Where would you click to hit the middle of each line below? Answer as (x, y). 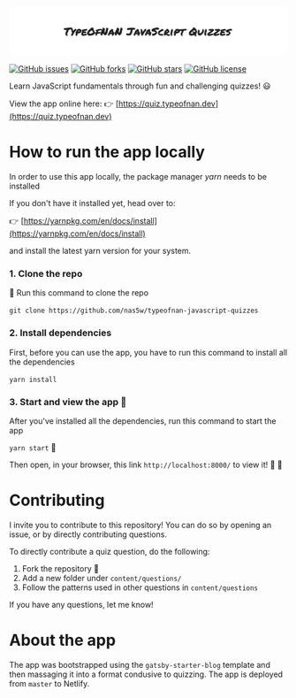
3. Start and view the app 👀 (68, 402)
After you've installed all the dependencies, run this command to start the (143, 421)
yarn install (33, 380)
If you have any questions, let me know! (81, 604)
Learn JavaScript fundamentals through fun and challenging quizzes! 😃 (140, 86)
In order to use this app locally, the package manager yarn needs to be (138, 177)
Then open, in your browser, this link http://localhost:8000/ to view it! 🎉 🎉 (146, 464)
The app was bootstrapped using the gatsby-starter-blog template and (140, 664)
